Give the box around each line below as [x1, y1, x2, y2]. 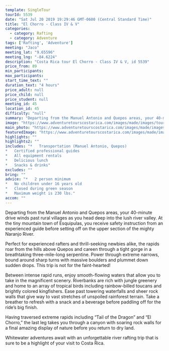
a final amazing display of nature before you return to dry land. [5, 325, 135, 331]
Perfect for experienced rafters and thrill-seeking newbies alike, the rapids [5, 241, 159, 247]
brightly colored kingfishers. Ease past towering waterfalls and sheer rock [5, 288, 158, 294]
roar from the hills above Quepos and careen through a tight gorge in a [5, 246, 152, 252]
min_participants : [5, 69, 44, 74]
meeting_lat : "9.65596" [5, 50, 55, 55]
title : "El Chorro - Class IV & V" [5, 21, 80, 27]
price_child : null [5, 92, 44, 97]
